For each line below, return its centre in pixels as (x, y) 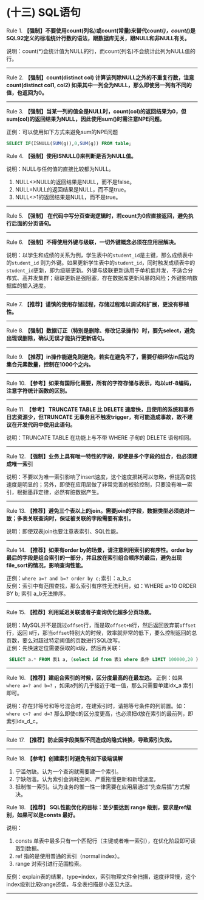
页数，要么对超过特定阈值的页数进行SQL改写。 (65, 640)
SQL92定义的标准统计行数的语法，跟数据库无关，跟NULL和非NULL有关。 (98, 38)
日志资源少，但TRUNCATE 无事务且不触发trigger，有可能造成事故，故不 (97, 417)
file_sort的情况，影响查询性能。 (46, 565)
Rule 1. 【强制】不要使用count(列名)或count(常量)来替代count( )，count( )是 (101, 30)
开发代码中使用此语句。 (46, 424)
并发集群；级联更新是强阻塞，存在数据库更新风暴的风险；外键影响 (110, 277)
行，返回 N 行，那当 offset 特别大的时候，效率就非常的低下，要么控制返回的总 (102, 632)
